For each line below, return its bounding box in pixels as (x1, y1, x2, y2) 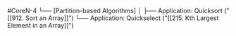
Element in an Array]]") (7, 21, 74, 29)
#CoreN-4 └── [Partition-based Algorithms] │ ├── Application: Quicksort (7, 7, 223, 15)
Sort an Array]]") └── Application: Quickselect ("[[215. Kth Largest (25, 14, 219, 22)
